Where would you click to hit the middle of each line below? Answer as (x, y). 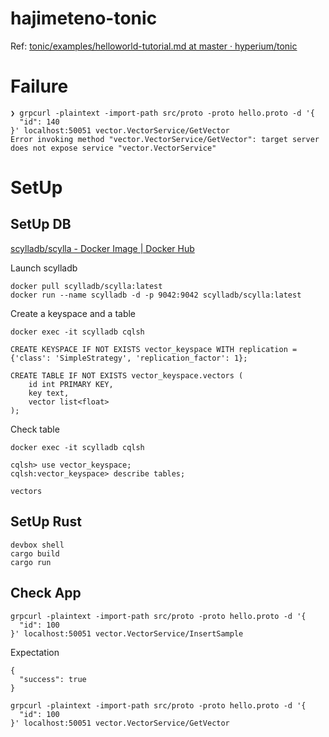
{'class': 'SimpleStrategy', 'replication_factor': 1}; (129, 358)
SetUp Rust (46, 522)
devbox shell (37, 545)
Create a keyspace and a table (73, 313)
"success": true (53, 679)
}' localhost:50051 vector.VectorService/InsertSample (127, 633)
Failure (39, 86)
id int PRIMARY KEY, (71, 384)
